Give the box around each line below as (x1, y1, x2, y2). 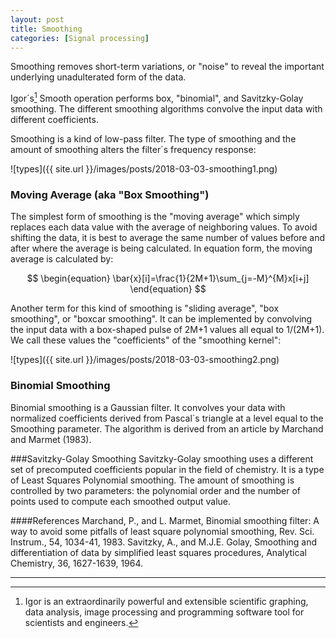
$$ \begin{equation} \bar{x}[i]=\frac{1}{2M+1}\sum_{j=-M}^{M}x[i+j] (26, 272, 310, 285)
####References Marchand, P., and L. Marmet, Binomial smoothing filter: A (10, 514, 320, 526)
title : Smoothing (10, 24, 83, 34)
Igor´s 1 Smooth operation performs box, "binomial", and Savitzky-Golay (10, 91, 304, 105)
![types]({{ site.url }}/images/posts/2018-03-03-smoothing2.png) (10, 354, 280, 366)
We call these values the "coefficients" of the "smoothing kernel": (10, 334, 282, 346)
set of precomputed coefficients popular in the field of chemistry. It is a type (10, 463, 325, 475)
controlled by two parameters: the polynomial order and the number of (10, 484, 301, 496)
